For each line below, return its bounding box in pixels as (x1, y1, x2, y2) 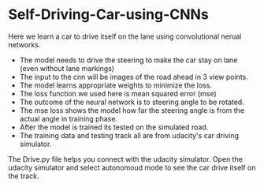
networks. (8, 39, 41, 49)
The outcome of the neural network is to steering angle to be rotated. (19, 97, 244, 107)
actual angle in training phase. (19, 114, 118, 123)
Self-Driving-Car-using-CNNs (8, 6, 209, 24)
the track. (8, 171, 39, 181)
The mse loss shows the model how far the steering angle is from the (19, 105, 245, 115)
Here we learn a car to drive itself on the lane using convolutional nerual (8, 32, 242, 41)
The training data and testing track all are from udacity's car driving (19, 130, 239, 140)
